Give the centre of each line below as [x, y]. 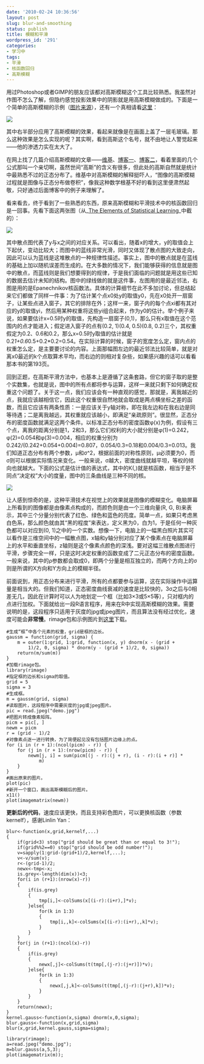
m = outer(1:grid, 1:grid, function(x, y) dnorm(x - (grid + [96, 643]
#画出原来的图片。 [26, 778]
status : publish [27, 29]
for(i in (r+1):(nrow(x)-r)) [54, 880]
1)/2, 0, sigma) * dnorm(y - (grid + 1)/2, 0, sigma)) [99, 648]
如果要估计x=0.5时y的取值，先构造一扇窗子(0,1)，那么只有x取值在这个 [104, 318]
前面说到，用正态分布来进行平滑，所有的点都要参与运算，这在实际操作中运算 [102, 582]
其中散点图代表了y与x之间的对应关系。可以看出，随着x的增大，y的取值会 [97, 242]
